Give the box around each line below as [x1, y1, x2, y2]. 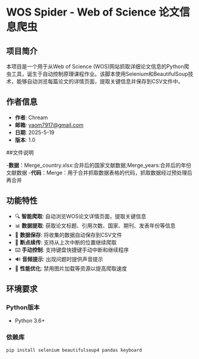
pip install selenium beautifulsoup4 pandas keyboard [6, 347, 143, 353]
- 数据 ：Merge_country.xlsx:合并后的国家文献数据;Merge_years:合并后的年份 [6, 162, 192, 169]
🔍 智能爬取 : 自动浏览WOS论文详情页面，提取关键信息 [14, 212, 147, 219]
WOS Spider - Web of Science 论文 [6, 5, 180, 19]
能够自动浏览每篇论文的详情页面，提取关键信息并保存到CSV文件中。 [16, 78, 184, 85]
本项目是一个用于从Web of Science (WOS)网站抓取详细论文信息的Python [6, 63, 184, 70]
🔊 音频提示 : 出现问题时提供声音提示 [14, 255, 103, 262]
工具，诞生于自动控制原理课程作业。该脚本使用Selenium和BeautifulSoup [11, 70, 188, 78]
